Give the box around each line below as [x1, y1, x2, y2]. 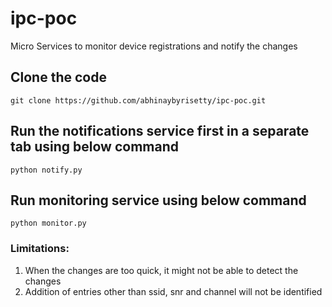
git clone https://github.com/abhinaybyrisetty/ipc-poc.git [10, 95, 267, 106]
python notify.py [10, 165, 83, 175]
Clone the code [10, 69, 107, 86]
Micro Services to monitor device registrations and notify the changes [10, 40, 298, 52]
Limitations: [10, 242, 70, 256]
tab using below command [10, 138, 179, 156]
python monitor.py [10, 218, 87, 229]
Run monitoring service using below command [10, 192, 307, 209]
